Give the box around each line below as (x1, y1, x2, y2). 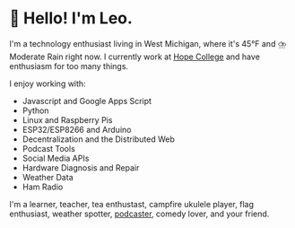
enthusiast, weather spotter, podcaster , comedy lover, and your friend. (9, 208, 270, 219)
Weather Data (22, 171, 74, 182)
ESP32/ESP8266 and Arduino (22, 124, 132, 135)
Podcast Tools (22, 143, 76, 153)
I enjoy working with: (9, 78, 87, 89)
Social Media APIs (22, 153, 90, 163)
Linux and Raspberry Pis (22, 114, 113, 125)
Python (22, 105, 49, 116)
